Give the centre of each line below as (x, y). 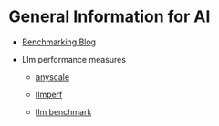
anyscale (52, 77)
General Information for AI (109, 17)
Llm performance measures (74, 59)
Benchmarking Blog (59, 42)
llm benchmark (63, 111)
